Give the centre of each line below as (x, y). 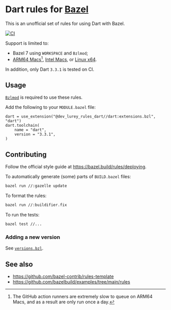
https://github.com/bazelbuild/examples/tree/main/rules (72, 281)
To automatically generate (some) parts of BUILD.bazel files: (68, 177)
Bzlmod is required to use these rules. (44, 97)
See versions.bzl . (24, 248)
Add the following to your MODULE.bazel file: (50, 107)
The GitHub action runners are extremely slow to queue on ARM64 (82, 296)
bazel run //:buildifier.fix (36, 205)
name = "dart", (31, 130)
